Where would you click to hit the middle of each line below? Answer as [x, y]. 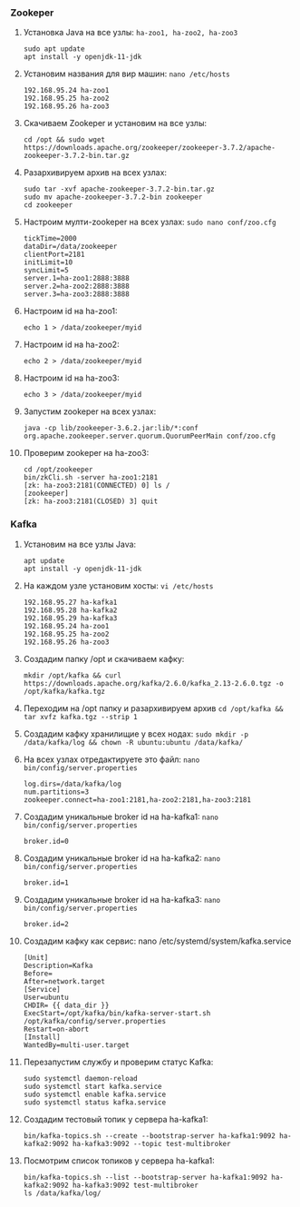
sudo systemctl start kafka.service [92, 1086]
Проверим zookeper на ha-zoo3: [86, 453]
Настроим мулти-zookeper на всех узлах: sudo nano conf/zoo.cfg [150, 222]
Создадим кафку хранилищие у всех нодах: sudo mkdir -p [135, 734]
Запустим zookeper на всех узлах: [90, 411]
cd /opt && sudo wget [64, 140]
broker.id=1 [46, 883]
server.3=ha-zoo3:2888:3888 [76, 294]
